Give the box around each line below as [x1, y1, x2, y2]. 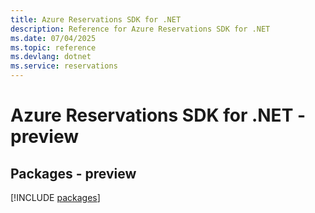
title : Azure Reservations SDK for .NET [10, 14, 182, 25]
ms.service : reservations [10, 61, 118, 71]
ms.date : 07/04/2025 [10, 33, 97, 43]
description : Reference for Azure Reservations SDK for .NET [10, 24, 271, 34]
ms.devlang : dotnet [10, 52, 92, 62]
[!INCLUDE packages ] [10, 192, 101, 203]
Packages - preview [10, 165, 137, 182]
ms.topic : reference [10, 42, 97, 53]
